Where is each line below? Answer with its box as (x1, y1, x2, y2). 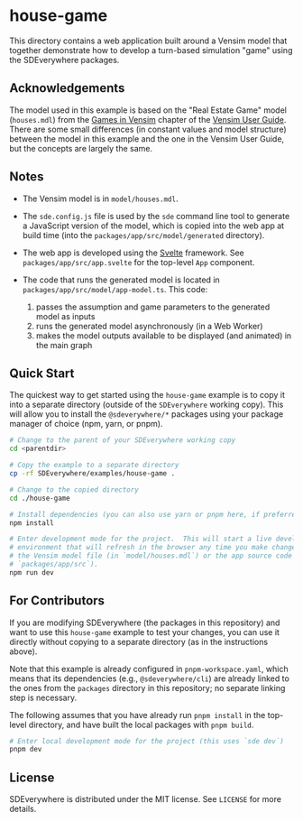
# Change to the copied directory (9, 484, 140, 494)
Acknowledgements (9, 80, 125, 96)
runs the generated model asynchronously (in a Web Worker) (35, 320, 263, 331)
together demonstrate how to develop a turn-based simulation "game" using (9, 44, 293, 55)
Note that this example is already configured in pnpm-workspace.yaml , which (9, 663, 289, 674)
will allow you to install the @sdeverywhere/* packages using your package (9, 409, 284, 420)
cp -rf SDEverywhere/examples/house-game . (9, 469, 176, 478)
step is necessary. (9, 692, 78, 703)
